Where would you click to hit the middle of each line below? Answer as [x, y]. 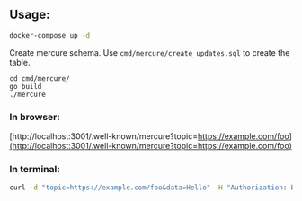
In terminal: [35, 169]
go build [26, 86]
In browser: [35, 117]
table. [20, 62]
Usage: [30, 15]
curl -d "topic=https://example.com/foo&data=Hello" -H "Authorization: [148, 188]
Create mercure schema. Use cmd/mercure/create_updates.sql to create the [150, 52]
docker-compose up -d [50, 35]
